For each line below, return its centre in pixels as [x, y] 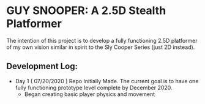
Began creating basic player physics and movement [90, 94]
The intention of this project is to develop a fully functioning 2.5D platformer [102, 40]
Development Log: [42, 66]
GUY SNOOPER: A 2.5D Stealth [86, 11]
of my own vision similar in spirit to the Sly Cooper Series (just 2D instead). [101, 47]
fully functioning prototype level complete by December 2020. [94, 87]
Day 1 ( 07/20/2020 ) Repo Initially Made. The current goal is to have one [107, 81]
